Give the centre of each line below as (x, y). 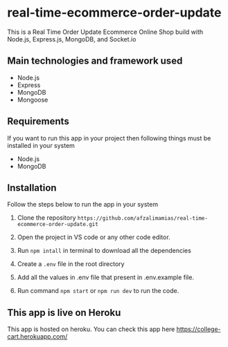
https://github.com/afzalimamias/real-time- (142, 218)
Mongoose (33, 100)
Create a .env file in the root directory (71, 264)
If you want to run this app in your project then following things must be (109, 138)
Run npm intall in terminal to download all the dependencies (104, 251)
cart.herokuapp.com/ (37, 337)
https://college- (199, 329)
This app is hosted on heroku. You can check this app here (91, 329)
